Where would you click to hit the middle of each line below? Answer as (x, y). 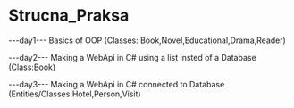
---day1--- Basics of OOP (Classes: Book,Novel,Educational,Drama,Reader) (147, 40)
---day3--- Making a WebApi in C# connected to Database (117, 84)
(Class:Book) (32, 67)
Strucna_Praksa (69, 16)
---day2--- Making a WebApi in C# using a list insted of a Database (132, 57)
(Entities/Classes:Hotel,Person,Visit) (75, 94)
